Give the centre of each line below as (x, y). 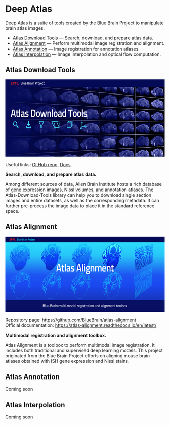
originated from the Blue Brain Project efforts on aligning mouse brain (78, 356)
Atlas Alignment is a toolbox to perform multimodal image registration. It (80, 345)
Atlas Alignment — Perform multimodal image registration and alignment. (89, 43)
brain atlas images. (25, 28)
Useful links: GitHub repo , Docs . (39, 164)
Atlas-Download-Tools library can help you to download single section (78, 195)
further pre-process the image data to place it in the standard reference (80, 206)
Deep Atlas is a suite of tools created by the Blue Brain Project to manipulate (84, 23)
